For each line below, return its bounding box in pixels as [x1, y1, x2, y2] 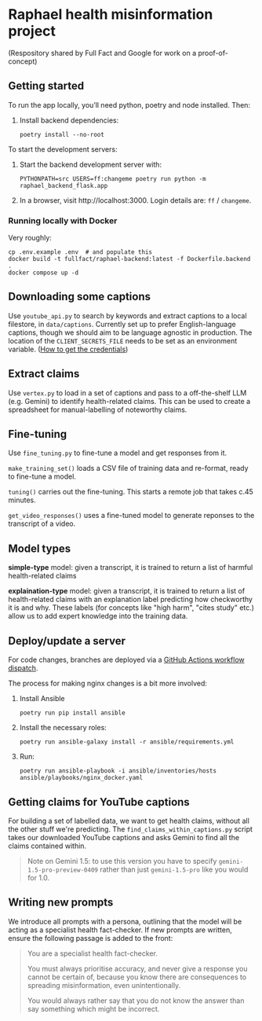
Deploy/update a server [8, 634, 126, 648]
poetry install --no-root [19, 130, 104, 138]
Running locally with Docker [8, 215, 118, 226]
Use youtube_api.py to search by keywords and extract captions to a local [8, 310, 247, 320]
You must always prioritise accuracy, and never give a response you [27, 964, 248, 973]
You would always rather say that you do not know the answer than [27, 996, 245, 1005]
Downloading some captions [8, 290, 151, 303]
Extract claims [8, 367, 80, 380]
